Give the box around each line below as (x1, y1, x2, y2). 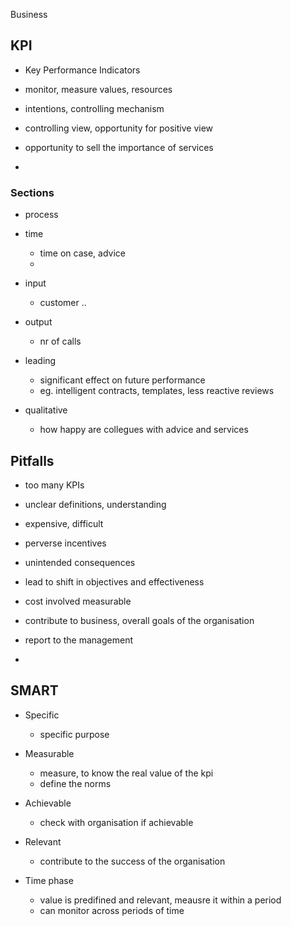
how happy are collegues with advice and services (39, 424, 249, 436)
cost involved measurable (24, 595, 132, 607)
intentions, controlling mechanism (24, 102, 165, 114)
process (24, 209, 59, 221)
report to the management (24, 634, 133, 646)
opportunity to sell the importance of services (24, 141, 214, 153)
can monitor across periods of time (39, 904, 185, 916)
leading (24, 355, 57, 367)
